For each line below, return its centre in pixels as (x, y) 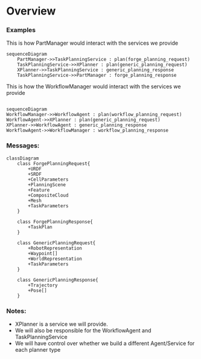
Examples (21, 30)
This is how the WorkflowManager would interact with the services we (94, 86)
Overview (31, 11)
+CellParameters (48, 179)
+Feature (39, 190)
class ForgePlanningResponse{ (55, 222)
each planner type (38, 350)
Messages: (23, 146)
